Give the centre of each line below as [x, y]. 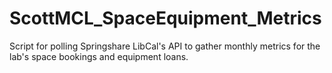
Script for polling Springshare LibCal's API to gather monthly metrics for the [165, 46]
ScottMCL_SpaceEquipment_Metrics [165, 18]
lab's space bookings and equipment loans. [99, 56]
